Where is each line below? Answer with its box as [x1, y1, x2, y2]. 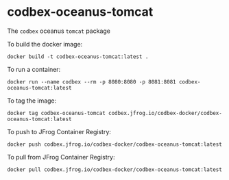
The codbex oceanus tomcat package [7, 27, 111, 35]
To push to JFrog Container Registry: [7, 127, 112, 136]
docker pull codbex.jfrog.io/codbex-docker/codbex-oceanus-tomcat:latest [7, 166, 223, 173]
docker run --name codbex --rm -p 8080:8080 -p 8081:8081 [7, 78, 176, 86]
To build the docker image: [7, 40, 83, 48]
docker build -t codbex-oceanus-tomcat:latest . [7, 53, 149, 60]
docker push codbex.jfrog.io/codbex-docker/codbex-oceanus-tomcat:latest [7, 141, 223, 148]
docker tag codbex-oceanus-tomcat [7, 110, 106, 116]
